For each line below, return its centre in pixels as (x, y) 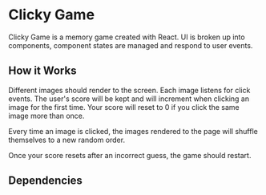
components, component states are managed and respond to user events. (131, 45)
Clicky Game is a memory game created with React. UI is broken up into (127, 37)
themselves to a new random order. (67, 140)
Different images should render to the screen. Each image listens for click (129, 90)
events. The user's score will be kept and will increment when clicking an (129, 99)
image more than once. (46, 116)
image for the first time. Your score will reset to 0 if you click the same (124, 107)
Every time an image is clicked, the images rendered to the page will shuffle (133, 131)
